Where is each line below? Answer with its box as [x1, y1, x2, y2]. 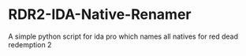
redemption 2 [8, 39, 52, 49]
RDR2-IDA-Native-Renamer [8, 6, 192, 24]
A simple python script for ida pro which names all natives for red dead [8, 32, 239, 41]
